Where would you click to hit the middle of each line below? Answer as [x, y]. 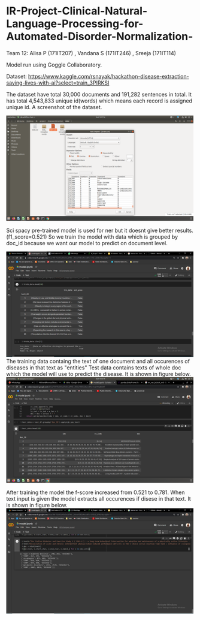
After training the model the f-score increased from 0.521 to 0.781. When [96, 492]
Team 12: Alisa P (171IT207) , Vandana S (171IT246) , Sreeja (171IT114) [91, 53]
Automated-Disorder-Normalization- [100, 37]
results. [184, 231]
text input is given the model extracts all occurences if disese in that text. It [99, 498]
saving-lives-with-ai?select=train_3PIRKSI [58, 83]
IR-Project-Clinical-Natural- [77, 11]
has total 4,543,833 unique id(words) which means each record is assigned [99, 101]
